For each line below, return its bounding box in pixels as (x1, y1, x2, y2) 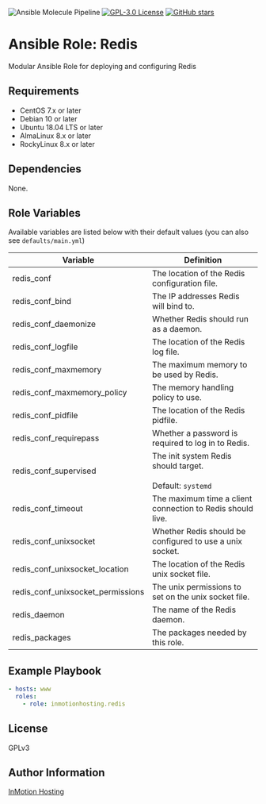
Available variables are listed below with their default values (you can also (8, 227, 249, 237)
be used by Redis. (151, 369, 219, 380)
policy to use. (151, 392, 202, 403)
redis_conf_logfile (12, 341, 78, 352)
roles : (15, 693, 37, 701)
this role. (151, 637, 184, 648)
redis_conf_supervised (12, 465, 97, 476)
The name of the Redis (151, 604, 236, 615)
